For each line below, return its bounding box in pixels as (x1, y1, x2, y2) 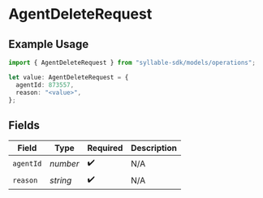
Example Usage (8, 37, 89, 51)
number (50, 157, 80, 169)
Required (87, 143, 123, 154)
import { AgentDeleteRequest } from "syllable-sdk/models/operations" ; (8, 58, 256, 67)
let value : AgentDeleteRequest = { (8, 73, 129, 81)
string (50, 174, 72, 186)
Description (131, 143, 177, 154)
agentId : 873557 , (15, 80, 75, 89)
